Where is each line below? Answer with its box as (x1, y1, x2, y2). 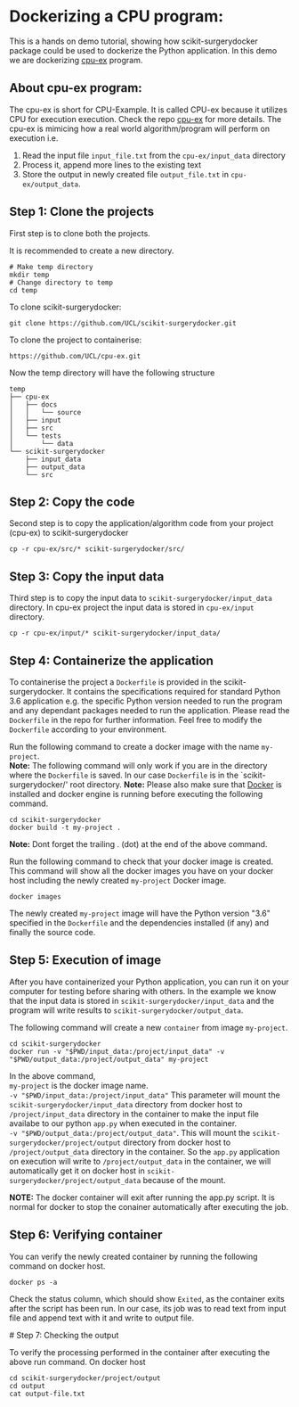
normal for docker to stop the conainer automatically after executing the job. (9, 1201, 289, 1212)
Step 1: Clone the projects (9, 204, 154, 219)
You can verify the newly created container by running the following (9, 1251, 258, 1262)
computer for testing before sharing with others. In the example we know (9, 985, 277, 996)
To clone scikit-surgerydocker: (9, 301, 122, 312)
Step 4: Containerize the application (9, 653, 214, 668)
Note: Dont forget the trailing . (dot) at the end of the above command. (9, 839, 268, 849)
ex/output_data (21, 180, 79, 189)
